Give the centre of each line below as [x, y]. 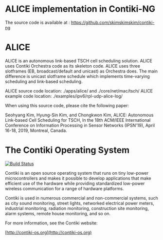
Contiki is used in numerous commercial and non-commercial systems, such [81, 198]
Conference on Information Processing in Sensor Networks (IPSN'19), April [80, 125]
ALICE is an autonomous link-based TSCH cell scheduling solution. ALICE [79, 61]
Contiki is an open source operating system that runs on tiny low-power [77, 173]
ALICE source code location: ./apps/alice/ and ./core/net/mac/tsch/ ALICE [79, 91]
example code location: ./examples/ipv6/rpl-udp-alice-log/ [64, 96]
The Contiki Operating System [67, 150]
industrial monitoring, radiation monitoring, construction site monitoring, [77, 208]
